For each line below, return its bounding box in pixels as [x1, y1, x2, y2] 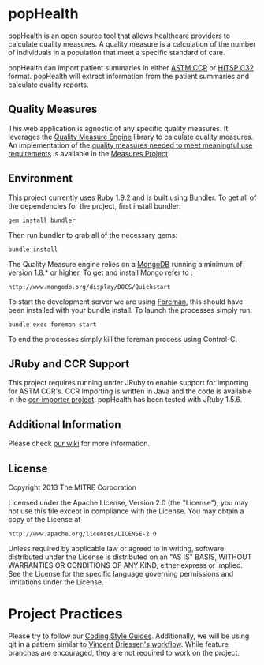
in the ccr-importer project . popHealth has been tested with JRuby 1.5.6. [8, 395, 243, 404]
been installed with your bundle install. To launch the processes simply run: [8, 305, 253, 314]
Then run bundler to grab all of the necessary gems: [8, 230, 177, 239]
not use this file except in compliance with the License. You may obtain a [8, 506, 244, 516]
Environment [8, 171, 73, 186]
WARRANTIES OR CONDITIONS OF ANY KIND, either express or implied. [8, 561, 243, 569]
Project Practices [8, 605, 124, 623]
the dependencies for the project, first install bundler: [8, 201, 181, 210]
